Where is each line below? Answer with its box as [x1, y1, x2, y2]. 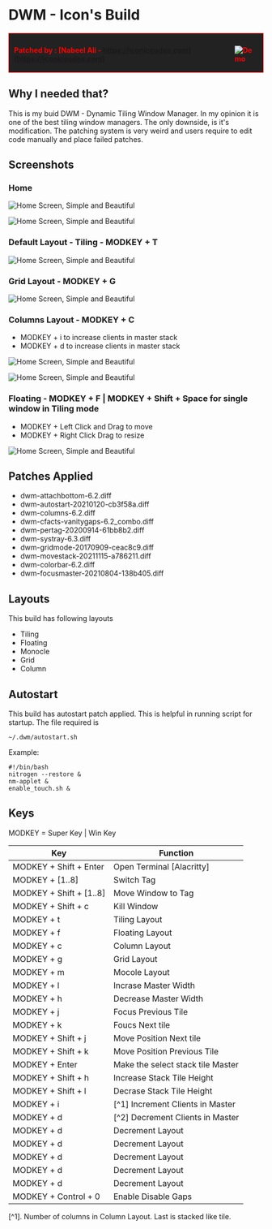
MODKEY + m [12, 966, 65, 977]
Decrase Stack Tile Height [113, 1085, 213, 1097]
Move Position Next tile [113, 1033, 201, 1044]
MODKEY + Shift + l [12, 1085, 87, 1097]
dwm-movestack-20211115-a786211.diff [19, 551, 151, 561]
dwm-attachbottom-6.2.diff [19, 491, 112, 501]
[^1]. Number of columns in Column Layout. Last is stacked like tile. [8, 1211, 232, 1221]
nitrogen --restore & [8, 770, 82, 778]
